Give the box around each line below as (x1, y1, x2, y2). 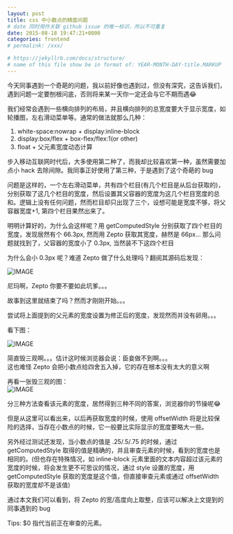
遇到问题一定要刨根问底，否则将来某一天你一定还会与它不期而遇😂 (7, 89, 197, 98)
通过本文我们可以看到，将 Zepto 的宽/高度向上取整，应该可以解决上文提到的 (7, 495, 224, 504)
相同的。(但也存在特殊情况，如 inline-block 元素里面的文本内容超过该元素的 (7, 454, 223, 463)
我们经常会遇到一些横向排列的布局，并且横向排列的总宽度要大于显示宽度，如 (7, 105, 226, 113)
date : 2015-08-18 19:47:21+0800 (7, 29, 101, 37)
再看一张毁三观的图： (7, 377, 68, 385)
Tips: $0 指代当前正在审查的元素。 (7, 519, 106, 527)
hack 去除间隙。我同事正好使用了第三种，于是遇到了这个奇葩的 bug (20, 166, 214, 174)
